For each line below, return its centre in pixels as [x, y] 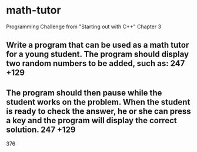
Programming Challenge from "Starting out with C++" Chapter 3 [84, 27]
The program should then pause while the [84, 93]
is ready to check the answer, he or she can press [98, 111]
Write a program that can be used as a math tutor [98, 45]
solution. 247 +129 [41, 129]
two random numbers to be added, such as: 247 [96, 63]
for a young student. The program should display [98, 54]
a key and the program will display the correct [92, 120]
